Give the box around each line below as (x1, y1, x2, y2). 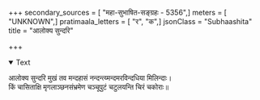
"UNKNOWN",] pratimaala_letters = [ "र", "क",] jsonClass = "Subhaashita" (8, 17, 253, 26)
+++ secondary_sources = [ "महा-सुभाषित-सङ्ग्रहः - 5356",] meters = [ (8, 8, 227, 17)
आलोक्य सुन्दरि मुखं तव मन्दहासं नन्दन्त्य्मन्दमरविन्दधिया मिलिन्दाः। (8, 73, 173, 82)
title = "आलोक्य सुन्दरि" (8, 26, 74, 35)
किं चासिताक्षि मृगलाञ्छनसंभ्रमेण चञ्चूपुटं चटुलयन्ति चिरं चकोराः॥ (8, 82, 169, 92)
